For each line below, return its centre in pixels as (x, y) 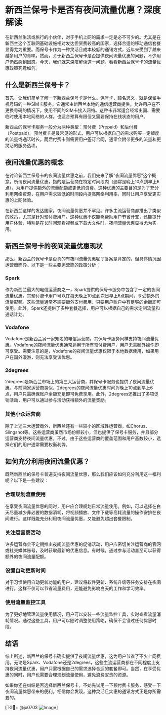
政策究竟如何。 (24, 68)
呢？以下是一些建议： (27, 480)
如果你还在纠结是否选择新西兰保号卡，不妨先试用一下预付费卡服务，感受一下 (83, 685)
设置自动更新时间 (25, 570)
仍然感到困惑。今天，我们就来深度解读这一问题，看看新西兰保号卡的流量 (83, 62)
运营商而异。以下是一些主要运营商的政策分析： (53, 265)
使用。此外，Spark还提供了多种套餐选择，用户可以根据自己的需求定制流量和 (83, 308)
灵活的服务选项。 (22, 145)
